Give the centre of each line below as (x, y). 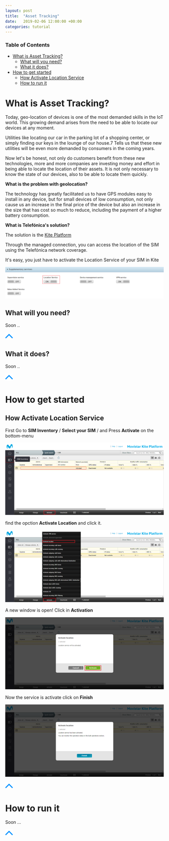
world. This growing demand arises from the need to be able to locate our (81, 123)
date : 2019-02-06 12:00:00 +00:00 (44, 21)
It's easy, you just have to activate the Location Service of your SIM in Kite (82, 260)
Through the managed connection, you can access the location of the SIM (82, 245)
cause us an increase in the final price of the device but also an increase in (83, 205)
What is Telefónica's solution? (37, 225)
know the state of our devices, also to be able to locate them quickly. (76, 174)
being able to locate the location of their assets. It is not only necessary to (82, 169)
